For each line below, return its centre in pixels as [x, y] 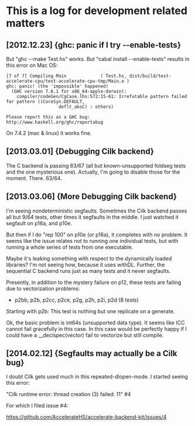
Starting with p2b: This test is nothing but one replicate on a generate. [90, 311]
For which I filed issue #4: [37, 405]
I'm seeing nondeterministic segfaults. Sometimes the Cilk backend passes [97, 211]
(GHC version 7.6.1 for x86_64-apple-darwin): [69, 92]
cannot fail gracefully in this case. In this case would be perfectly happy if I [97, 329]
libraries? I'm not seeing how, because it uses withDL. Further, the [85, 265]
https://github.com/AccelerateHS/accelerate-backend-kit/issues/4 [86, 417]
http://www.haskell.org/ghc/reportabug [55, 122]
